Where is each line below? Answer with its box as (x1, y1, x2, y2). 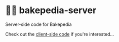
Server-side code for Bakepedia (5, 21, 72, 27)
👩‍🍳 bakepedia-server (5, 5, 97, 16)
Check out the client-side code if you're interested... (5, 31, 114, 37)
